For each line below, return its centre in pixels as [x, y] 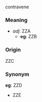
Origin [13, 50]
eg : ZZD [14, 85]
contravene [17, 7]
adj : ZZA [22, 31]
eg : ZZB [28, 37]
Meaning [16, 20]
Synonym [17, 74]
